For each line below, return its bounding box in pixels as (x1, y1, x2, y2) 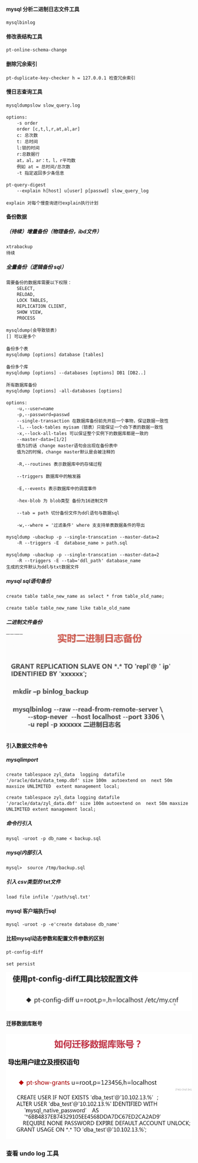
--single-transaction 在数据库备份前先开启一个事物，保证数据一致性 (16, 418, 169, 424)
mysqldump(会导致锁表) (6, 327, 58, 334)
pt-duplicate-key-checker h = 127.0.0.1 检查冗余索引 (6, 75, 136, 81)
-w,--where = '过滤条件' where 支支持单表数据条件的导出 (16, 523, 146, 529)
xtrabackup (6, 244, 33, 250)
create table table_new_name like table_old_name (6, 605, 131, 611)
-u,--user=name (16, 406, 54, 412)
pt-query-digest (6, 182, 46, 188)
